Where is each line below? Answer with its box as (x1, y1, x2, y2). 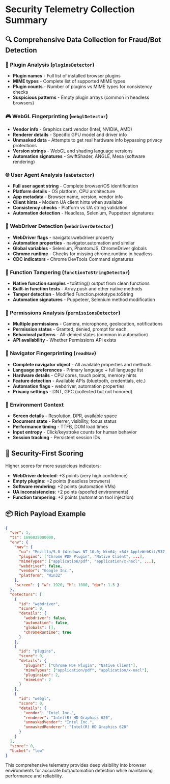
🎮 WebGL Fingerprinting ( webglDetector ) (5, 113, 108, 120)
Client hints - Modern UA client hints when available (12, 199, 123, 205)
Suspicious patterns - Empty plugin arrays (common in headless (12, 94, 149, 100)
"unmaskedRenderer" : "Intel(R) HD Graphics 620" (23, 724, 129, 729)
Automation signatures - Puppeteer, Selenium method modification (12, 296, 155, 303)
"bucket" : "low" (10, 748, 44, 753)
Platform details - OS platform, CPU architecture (12, 188, 116, 195)
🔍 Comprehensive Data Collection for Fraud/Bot (5, 35, 161, 44)
